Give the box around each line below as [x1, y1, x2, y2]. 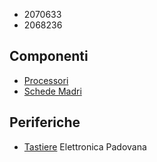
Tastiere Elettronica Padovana [23, 140, 147, 153]
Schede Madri [23, 85, 82, 97]
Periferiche [9, 114, 81, 131]
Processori [23, 74, 69, 86]
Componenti [9, 48, 89, 65]
